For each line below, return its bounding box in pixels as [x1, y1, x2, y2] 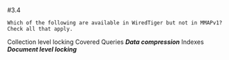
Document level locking [7, 45, 77, 53]
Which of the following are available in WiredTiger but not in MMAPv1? [7, 20, 223, 27]
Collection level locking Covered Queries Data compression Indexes [7, 38, 204, 46]
